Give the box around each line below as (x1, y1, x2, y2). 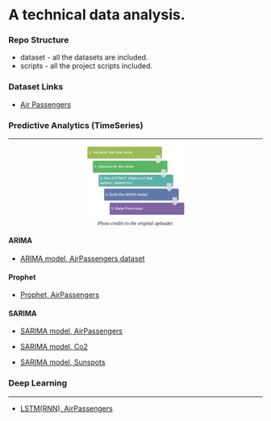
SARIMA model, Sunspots (19, 357, 106, 367)
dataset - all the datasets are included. (19, 52, 148, 62)
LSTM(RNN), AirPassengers (19, 403, 113, 413)
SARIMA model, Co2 (19, 342, 89, 352)
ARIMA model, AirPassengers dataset (19, 254, 145, 263)
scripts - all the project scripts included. (19, 61, 153, 71)
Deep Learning (8, 378, 68, 389)
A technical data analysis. (8, 6, 186, 24)
